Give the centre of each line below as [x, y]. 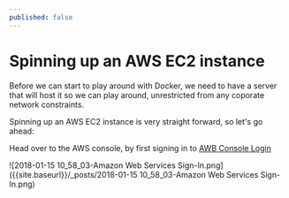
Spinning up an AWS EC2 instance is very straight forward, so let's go [136, 121]
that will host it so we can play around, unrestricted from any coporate [137, 95]
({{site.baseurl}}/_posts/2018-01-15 [73, 174]
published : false [41, 17]
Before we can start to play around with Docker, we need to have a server [143, 86]
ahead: [22, 131]
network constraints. [47, 104]
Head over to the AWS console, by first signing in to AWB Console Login [140, 148]
